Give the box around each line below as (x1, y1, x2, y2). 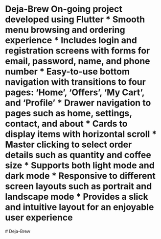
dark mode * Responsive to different (5, 170, 156, 182)
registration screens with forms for (5, 45, 150, 56)
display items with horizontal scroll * (5, 129, 157, 140)
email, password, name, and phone (5, 55, 150, 67)
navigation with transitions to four (5, 77, 146, 88)
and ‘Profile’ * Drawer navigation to (5, 97, 151, 108)
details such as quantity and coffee (5, 150, 152, 160)
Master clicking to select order (5, 139, 132, 150)
